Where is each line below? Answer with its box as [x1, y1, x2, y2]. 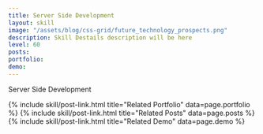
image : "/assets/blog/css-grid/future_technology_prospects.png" [8, 26, 227, 34]
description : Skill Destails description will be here [8, 33, 193, 42]
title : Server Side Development [8, 11, 115, 20]
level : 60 [8, 41, 41, 49]
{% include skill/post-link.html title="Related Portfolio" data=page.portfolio [8, 99, 250, 109]
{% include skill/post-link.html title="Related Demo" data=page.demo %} [8, 116, 246, 126]
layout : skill [8, 19, 55, 27]
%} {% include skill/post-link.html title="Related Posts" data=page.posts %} [8, 108, 255, 117]
